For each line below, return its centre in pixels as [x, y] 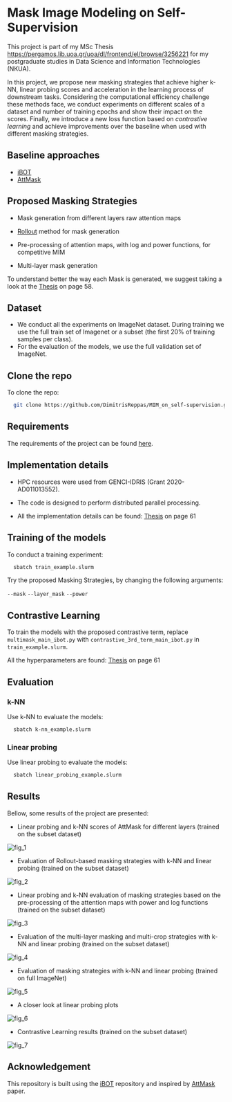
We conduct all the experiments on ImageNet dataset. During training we [120, 325]
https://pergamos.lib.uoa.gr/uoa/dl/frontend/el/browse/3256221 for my [108, 54]
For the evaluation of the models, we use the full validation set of [109, 347]
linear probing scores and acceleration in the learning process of [112, 89]
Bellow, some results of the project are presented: [78, 813]
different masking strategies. [48, 134]
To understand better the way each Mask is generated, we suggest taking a [115, 279]
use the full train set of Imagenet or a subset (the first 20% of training [116, 332]
